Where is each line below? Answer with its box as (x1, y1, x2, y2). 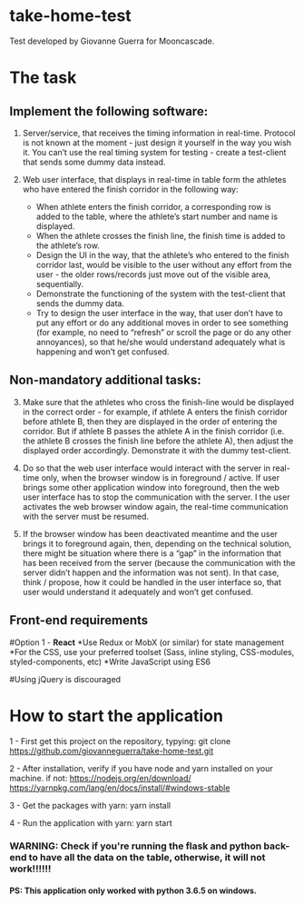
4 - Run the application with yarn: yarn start (9, 817, 172, 828)
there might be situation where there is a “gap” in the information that (22, 547, 281, 559)
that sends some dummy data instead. (22, 156, 166, 167)
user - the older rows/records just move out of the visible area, (35, 269, 270, 280)
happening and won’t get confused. (35, 346, 170, 357)
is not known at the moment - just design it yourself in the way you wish (22, 137, 292, 148)
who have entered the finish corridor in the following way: (22, 184, 239, 194)
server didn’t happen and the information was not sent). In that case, (22, 567, 279, 578)
